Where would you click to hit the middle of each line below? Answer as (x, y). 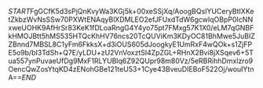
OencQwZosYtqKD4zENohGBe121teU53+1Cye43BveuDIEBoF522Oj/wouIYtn (131, 69)
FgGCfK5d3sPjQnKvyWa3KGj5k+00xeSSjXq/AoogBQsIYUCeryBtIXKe (142, 11)
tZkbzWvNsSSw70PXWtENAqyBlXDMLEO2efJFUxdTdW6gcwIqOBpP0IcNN (131, 19)
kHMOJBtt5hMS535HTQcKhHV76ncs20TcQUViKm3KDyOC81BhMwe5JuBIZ (131, 36)
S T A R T (19, 11)
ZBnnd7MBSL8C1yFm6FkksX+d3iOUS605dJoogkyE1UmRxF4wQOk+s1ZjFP (130, 44)
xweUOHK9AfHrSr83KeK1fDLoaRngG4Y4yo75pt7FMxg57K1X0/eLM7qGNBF (131, 28)
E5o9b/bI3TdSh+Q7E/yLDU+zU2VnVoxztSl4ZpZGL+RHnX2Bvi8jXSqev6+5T (131, 53)
